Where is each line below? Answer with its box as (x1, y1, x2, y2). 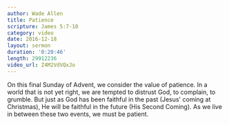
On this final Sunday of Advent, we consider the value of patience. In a (7, 80, 208, 88)
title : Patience (7, 17, 54, 23)
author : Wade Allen (7, 10, 63, 17)
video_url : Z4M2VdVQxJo (7, 61, 76, 68)
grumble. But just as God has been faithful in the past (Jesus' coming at (7, 95, 211, 104)
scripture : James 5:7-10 (7, 23, 79, 30)
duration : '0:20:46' (7, 49, 67, 56)
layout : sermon (7, 42, 51, 49)
